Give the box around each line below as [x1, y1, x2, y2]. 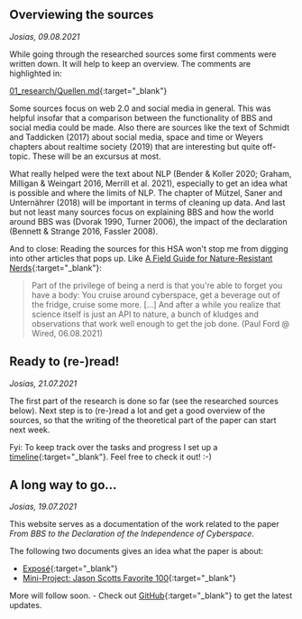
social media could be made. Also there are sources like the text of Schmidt [9, 122, 290, 133]
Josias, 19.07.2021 [9, 501, 78, 513]
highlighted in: [9, 68, 62, 79]
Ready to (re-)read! [9, 354, 120, 369]
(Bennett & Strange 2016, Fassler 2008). [9, 226, 159, 236]
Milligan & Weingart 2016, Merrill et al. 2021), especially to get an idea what [9, 178, 288, 189]
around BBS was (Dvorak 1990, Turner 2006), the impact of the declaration [9, 216, 288, 226]
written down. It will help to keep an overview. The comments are [9, 58, 252, 69]
